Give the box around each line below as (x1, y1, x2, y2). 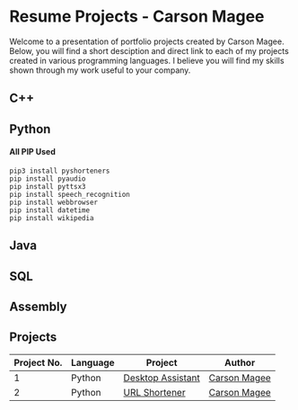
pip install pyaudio (9, 174, 87, 183)
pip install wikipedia (9, 213, 94, 222)
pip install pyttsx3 (9, 182, 87, 191)
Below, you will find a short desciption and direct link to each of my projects (9, 45, 289, 56)
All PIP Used (9, 147, 56, 157)
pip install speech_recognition (9, 190, 130, 199)
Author (223, 356, 256, 369)
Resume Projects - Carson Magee (9, 6, 265, 27)
